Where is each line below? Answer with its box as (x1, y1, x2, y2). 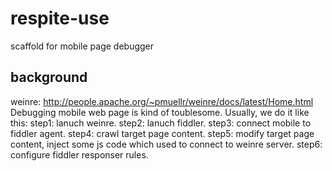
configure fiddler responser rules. (10, 148, 149, 161)
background (10, 69, 88, 86)
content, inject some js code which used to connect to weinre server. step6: (10, 138, 323, 150)
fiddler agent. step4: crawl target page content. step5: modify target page (10, 127, 315, 139)
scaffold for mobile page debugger (10, 40, 155, 52)
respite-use (10, 7, 110, 30)
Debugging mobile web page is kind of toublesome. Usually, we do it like (10, 106, 310, 118)
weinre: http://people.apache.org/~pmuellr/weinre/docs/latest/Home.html (10, 95, 314, 107)
